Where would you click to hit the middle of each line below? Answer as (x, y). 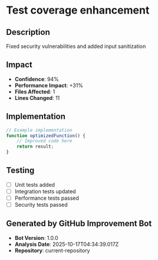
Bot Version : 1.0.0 (37, 238)
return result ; (35, 147)
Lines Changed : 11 (37, 97)
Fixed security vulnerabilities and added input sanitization (76, 46)
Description (28, 32)
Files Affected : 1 (35, 92)
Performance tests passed (47, 198)
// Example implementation (39, 130)
